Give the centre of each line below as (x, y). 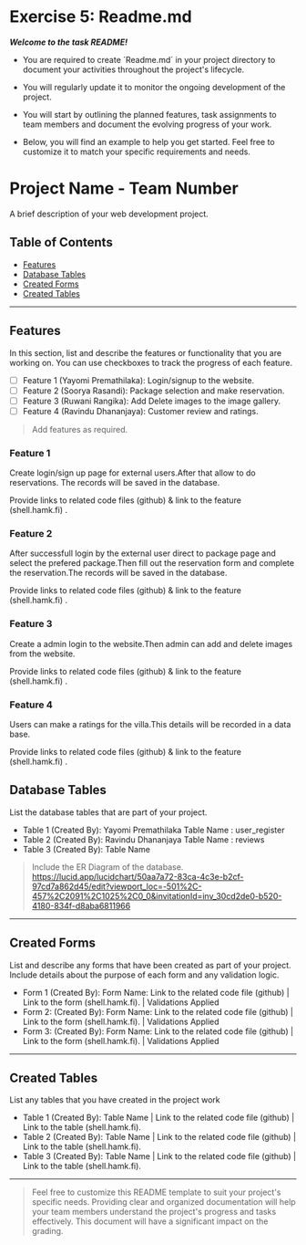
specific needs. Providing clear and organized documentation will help (163, 1202)
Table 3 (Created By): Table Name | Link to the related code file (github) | (159, 1156)
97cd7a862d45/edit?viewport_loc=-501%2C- (117, 886)
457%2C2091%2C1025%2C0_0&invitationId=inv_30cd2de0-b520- (157, 895)
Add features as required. (80, 429)
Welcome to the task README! (69, 42)
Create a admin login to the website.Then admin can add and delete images (151, 643)
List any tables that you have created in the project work (115, 1100)
